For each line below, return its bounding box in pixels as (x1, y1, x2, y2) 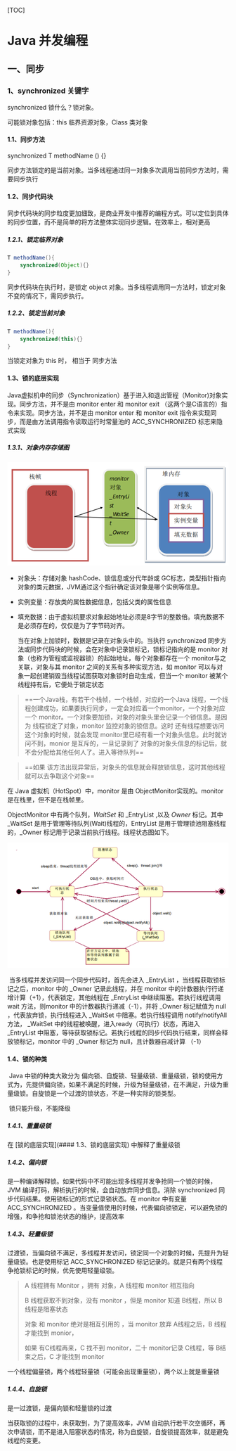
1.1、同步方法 (7, 135, 46, 143)
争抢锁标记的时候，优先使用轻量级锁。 (7, 1266, 118, 1275)
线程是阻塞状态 (24, 1305, 68, 1314)
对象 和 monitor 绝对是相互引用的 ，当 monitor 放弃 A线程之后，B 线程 (24, 1320, 227, 1329)
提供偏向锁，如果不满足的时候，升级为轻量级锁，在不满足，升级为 (31, 1080, 223, 1089)
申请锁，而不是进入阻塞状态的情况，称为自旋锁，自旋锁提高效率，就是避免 (13, 1428, 229, 1436)
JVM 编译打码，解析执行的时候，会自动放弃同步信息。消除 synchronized (7, 1186, 218, 1194)
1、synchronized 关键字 (7, 86, 89, 96)
